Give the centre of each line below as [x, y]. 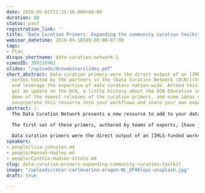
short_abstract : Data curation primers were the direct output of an [97, 74]
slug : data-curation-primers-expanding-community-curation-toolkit [94, 164]
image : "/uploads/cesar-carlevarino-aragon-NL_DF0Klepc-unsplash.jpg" [98, 170]
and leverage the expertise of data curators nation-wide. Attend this [105, 86]
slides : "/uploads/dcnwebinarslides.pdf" [60, 68]
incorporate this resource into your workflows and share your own [99, 102]
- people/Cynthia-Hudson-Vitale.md [52, 158]
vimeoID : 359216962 [31, 63]
